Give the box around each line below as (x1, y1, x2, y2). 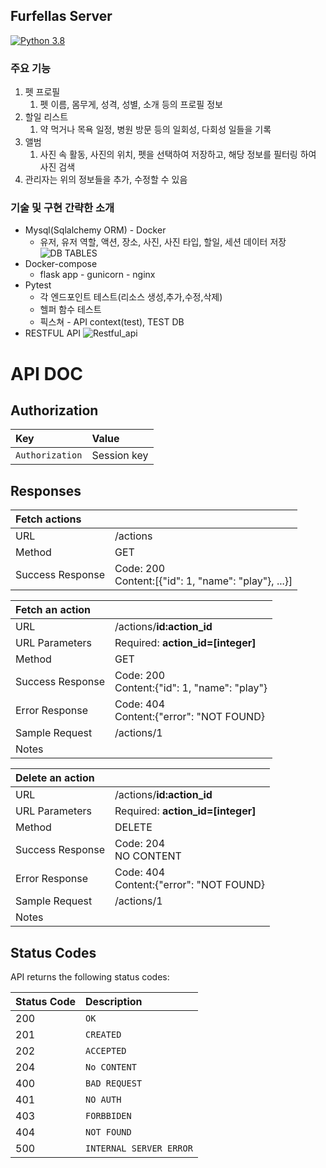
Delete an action (15, 771, 95, 785)
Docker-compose (24, 258, 98, 270)
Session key (91, 449, 149, 463)
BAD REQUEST (85, 1078, 143, 1089)
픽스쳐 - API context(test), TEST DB (39, 316, 185, 328)
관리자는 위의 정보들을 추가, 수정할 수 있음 (24, 174, 188, 186)
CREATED (85, 1029, 122, 1041)
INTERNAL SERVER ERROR (85, 1143, 193, 1154)
